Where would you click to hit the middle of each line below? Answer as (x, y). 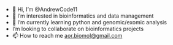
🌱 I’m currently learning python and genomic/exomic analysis (90, 22)
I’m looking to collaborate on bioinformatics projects (78, 29)
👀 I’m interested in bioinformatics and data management (83, 16)
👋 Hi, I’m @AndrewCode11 (45, 9)
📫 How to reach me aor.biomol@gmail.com (67, 36)
